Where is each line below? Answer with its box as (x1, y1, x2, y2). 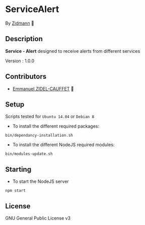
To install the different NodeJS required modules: (12, 142, 115, 148)
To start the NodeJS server (12, 178, 69, 184)
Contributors (5, 72, 47, 81)
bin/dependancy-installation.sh (5, 133, 73, 138)
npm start (5, 188, 26, 193)
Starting (5, 165, 32, 174)
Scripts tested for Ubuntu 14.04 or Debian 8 (5, 114, 95, 120)
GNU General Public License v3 (5, 215, 71, 221)
